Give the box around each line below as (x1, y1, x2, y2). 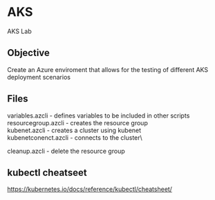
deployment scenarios (7, 73, 71, 81)
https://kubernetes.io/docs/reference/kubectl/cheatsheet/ (7, 185, 173, 194)
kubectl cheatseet (7, 167, 88, 179)
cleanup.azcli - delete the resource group (7, 147, 126, 155)
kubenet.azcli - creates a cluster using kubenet (7, 126, 142, 134)
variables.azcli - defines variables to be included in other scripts (7, 111, 190, 120)
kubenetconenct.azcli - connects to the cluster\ (7, 133, 143, 142)
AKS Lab (7, 27, 32, 35)
